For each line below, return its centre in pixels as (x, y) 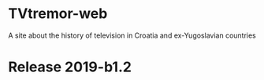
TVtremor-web (58, 14)
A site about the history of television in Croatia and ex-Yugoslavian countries (132, 35)
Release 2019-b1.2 (70, 67)
